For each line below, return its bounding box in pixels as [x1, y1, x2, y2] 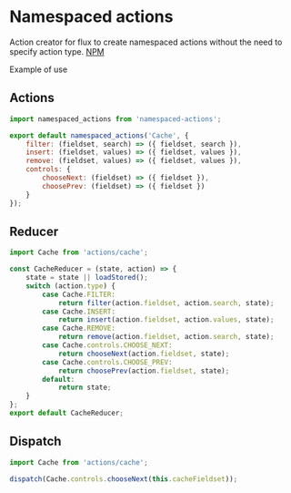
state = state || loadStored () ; [25, 273, 148, 282]
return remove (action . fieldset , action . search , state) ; [57, 333, 275, 342]
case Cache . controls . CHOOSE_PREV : [42, 357, 173, 366]
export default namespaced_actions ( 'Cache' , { [9, 130, 189, 140]
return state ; [57, 383, 112, 393]
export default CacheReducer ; [9, 408, 125, 418]
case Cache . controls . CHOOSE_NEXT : [42, 341, 173, 350]
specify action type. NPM [9, 46, 105, 56]
